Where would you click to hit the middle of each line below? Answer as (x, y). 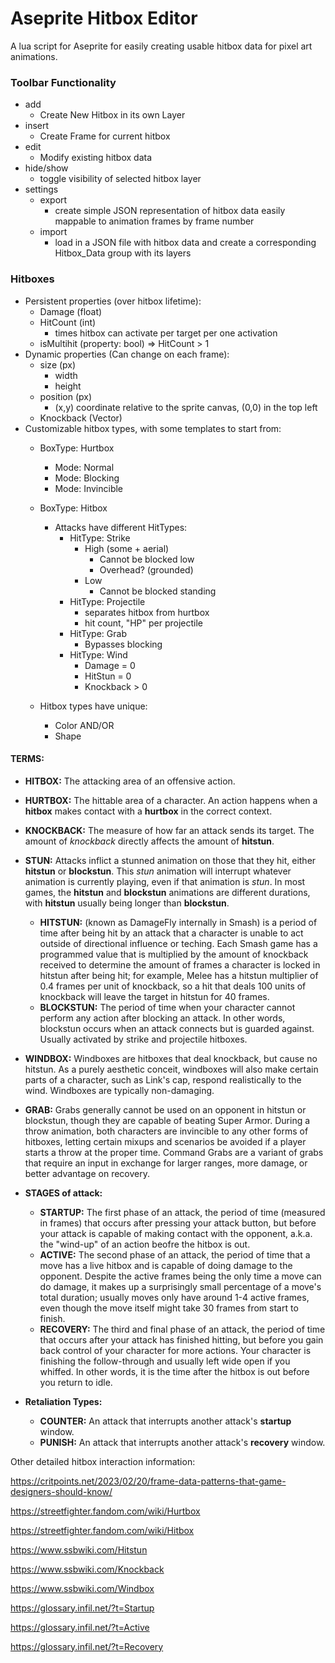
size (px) (58, 364)
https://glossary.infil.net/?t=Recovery (87, 1646)
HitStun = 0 (108, 676)
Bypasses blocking (123, 644)
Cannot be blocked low (147, 559)
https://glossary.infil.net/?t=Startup (82, 1608)
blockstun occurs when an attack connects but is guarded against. (177, 1028)
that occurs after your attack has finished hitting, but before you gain (181, 1339)
